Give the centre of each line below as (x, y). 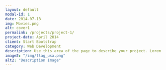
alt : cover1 (17, 28)
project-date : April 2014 (32, 37)
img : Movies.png (22, 23)
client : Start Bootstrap (31, 42)
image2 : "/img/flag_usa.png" (35, 55)
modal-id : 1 (17, 14)
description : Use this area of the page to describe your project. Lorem (83, 51)
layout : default (22, 10)
